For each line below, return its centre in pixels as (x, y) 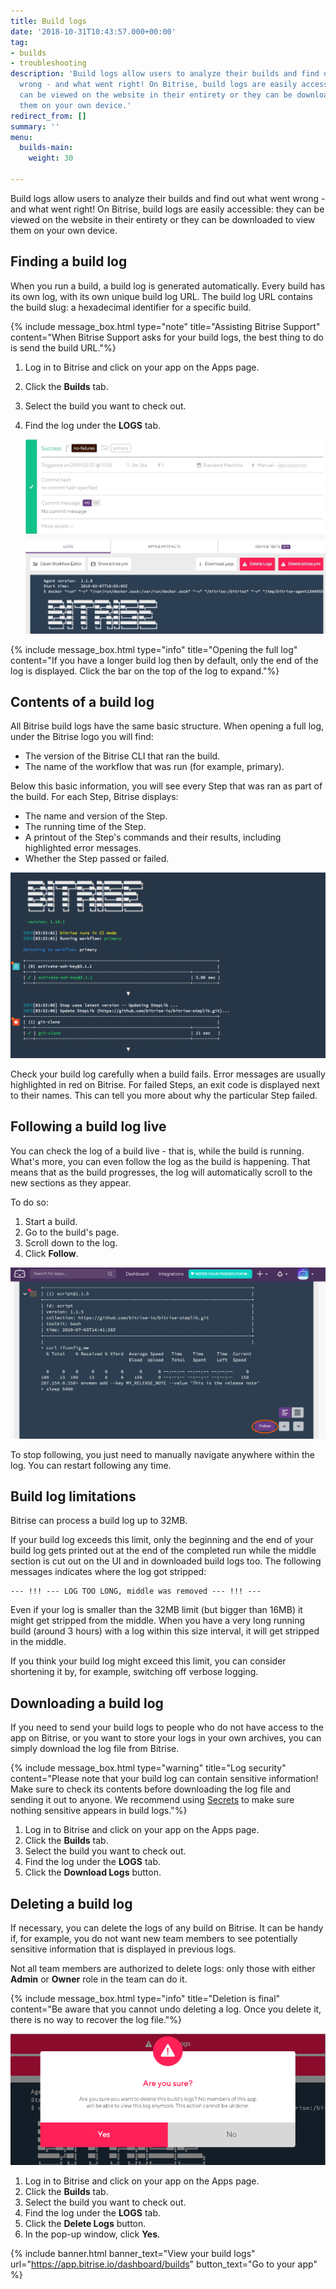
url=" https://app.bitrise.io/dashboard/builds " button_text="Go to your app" (164, 2264)
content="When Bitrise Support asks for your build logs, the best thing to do (167, 337)
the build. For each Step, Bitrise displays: (94, 797)
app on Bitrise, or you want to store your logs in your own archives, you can (166, 1738)
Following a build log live (88, 1126)
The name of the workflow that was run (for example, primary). (154, 767)
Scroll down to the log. (71, 1242)
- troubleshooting (48, 63)
